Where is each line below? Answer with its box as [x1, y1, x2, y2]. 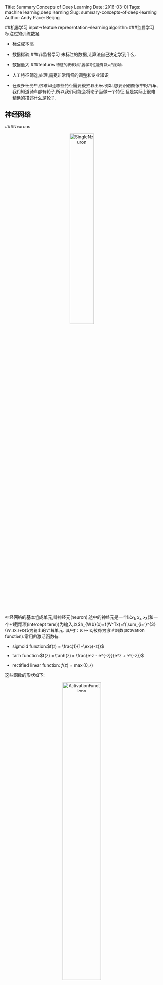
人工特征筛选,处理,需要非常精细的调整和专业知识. [12, 72, 110, 78]
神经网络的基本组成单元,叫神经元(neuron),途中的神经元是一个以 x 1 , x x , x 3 [5, 614, 148, 621]
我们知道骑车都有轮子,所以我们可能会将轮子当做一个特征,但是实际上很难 [12, 89, 156, 94]
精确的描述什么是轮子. [12, 95, 56, 101]
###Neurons [5, 124, 31, 129]
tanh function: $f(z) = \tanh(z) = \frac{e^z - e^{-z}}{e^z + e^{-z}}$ [12, 652, 144, 658]
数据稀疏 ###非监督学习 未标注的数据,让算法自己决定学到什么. [12, 51, 136, 57]
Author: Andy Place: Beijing [5, 15, 60, 20]
